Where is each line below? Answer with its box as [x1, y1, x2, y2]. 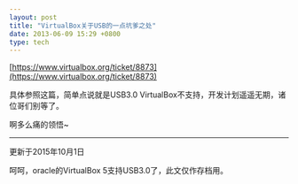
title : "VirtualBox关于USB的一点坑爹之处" [9, 21, 157, 30]
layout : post [9, 12, 58, 22]
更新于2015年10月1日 [9, 147, 85, 157]
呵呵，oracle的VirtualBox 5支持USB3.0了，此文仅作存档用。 [9, 165, 229, 176]
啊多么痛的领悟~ [9, 119, 69, 130]
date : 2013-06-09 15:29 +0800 [9, 29, 122, 38]
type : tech [9, 37, 50, 47]
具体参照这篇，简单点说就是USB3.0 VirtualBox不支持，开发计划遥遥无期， [9, 89, 278, 100]
